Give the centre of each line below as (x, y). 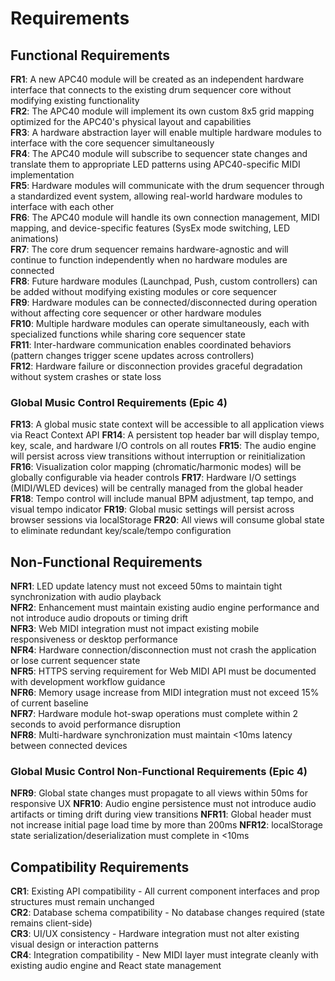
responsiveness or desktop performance (94, 639)
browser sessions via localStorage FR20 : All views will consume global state (167, 520)
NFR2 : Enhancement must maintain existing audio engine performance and (165, 608)
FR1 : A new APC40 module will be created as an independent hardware (157, 79)
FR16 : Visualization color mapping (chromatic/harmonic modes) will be (156, 467)
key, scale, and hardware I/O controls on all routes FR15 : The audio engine (163, 446)
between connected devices (69, 746)
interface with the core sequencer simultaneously (112, 143)
